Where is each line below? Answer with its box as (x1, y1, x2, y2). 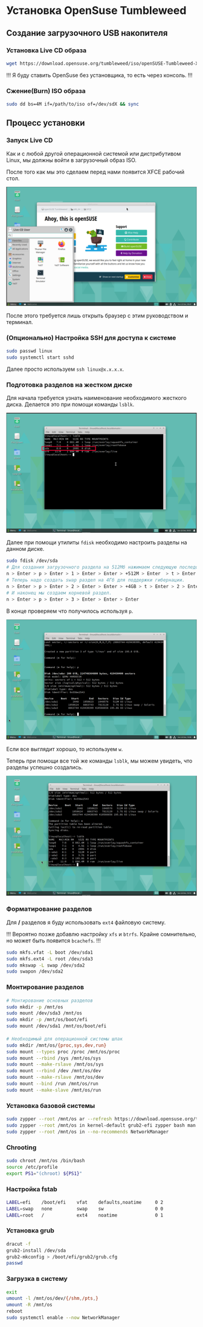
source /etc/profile (6, 1164, 59, 1170)
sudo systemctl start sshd (6, 354, 74, 360)
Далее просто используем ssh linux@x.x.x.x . (6, 365, 124, 373)
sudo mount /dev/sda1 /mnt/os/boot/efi (6, 1023, 107, 1029)
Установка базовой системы (6, 1101, 95, 1110)
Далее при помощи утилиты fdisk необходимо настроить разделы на (6, 539, 187, 546)
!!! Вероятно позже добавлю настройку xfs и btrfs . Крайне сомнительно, (6, 930, 196, 937)
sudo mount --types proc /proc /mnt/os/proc (6, 1048, 120, 1055)
